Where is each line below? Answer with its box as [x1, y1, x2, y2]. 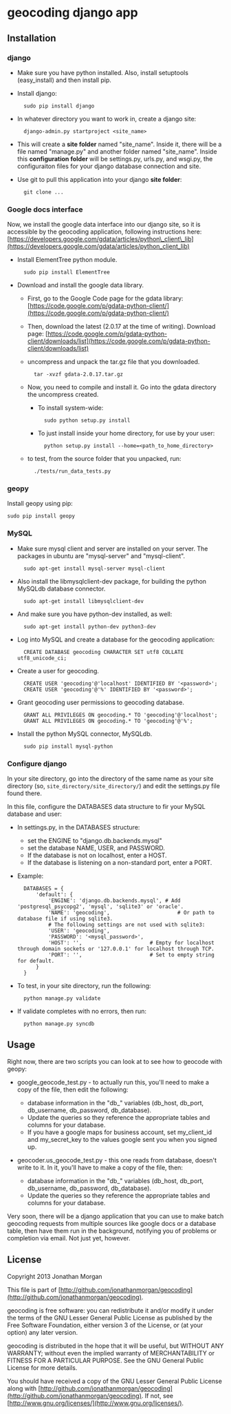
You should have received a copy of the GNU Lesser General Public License [7, 1377, 222, 1385]
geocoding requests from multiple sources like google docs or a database [7, 1219, 217, 1227]
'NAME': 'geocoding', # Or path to [47, 910, 214, 916]
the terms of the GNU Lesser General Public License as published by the [7, 1313, 212, 1322]
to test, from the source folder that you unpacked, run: [27, 455, 181, 463]
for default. [16, 958, 55, 965]
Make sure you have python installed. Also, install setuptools [16, 68, 189, 76]
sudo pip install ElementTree [23, 269, 110, 276]
